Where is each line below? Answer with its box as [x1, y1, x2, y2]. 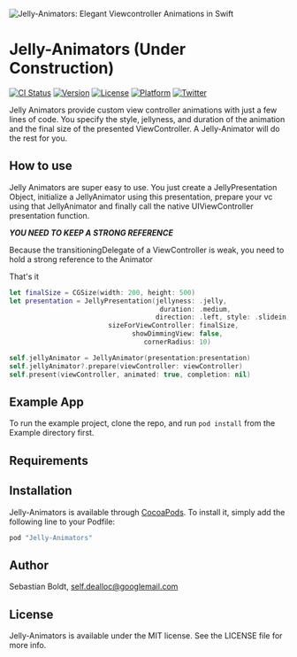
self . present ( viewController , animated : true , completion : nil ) [9, 370, 251, 379]
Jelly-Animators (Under [9, 40, 187, 59]
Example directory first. [9, 428, 95, 438]
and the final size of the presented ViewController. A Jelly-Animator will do [9, 123, 280, 134]
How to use [9, 158, 72, 174]
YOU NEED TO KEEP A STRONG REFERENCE [9, 227, 174, 238]
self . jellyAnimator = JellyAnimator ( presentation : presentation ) [9, 353, 251, 362]
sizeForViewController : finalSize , [107, 321, 240, 330]
